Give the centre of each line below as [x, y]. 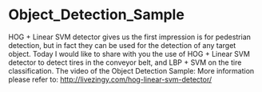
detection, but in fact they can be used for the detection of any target [122, 45]
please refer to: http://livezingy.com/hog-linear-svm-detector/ [110, 79]
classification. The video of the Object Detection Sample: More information [131, 70]
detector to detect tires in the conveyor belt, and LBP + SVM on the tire [125, 62]
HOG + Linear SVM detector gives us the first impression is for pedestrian [130, 37]
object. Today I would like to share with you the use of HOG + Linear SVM [129, 54]
